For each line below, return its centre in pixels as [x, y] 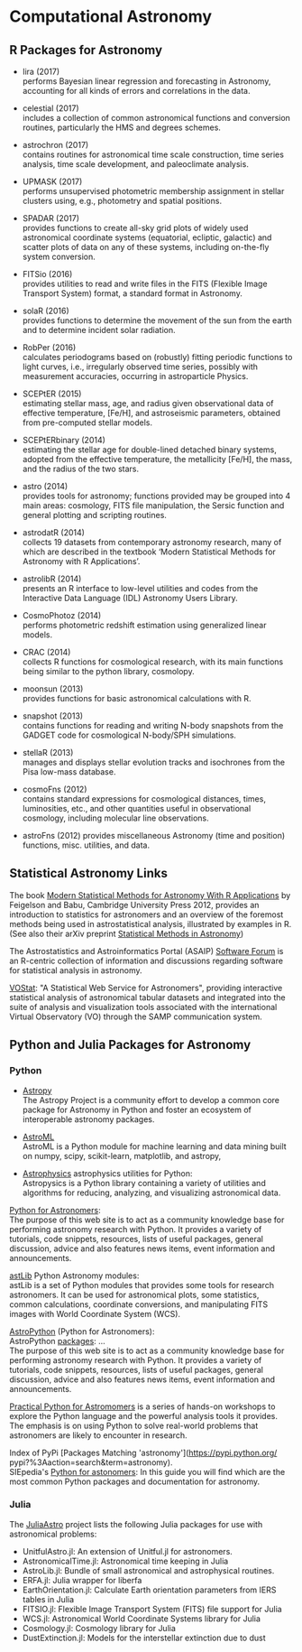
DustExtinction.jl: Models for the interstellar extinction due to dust [144, 1638]
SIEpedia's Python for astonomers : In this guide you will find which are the [147, 1471]
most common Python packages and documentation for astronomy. [135, 1481]
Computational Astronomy [111, 17]
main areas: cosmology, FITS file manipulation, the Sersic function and [153, 506]
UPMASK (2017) [52, 181]
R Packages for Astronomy [86, 50]
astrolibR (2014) [52, 579]
